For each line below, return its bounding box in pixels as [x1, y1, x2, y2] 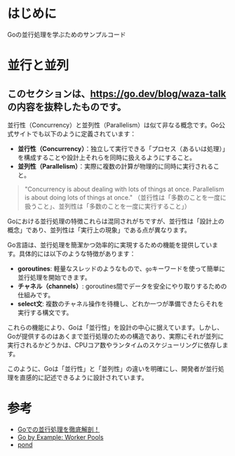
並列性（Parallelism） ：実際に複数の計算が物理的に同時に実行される [17, 162, 214, 170]
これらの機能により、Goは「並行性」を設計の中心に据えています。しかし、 [7, 323, 223, 332]
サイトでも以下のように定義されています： [13, 129, 137, 138]
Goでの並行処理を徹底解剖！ [17, 425, 100, 434]
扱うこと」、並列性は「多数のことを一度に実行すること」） [24, 202, 191, 210]
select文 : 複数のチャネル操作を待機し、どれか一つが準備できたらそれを [17, 299, 224, 308]
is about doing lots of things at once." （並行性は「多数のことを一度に [24, 193, 227, 202]
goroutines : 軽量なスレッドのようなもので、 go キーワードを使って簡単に [17, 264, 226, 273]
